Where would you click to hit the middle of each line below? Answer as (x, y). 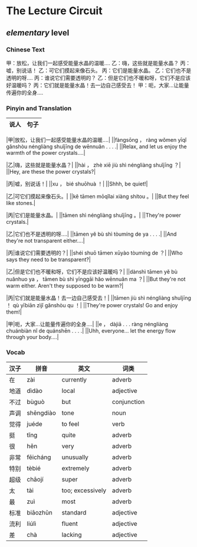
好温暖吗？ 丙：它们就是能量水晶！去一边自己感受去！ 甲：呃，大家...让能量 (98, 85)
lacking (72, 535)
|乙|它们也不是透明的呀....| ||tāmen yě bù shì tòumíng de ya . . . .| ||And (91, 234)
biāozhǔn (40, 513)
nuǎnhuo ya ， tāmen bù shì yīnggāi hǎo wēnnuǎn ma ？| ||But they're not (96, 279)
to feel (70, 424)
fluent (70, 524)
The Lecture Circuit (54, 11)
